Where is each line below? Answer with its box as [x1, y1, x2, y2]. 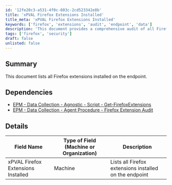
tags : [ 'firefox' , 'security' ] [5, 31, 72, 36]
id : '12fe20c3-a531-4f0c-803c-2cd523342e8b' [5, 7, 102, 13]
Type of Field [63, 137, 96, 144]
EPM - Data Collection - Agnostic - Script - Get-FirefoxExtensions [12, 102, 152, 108]
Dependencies [5, 88, 53, 97]
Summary [5, 60, 37, 68]
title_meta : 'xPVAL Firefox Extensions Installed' [5, 17, 116, 22]
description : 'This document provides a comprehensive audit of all [5, 27, 155, 32]
